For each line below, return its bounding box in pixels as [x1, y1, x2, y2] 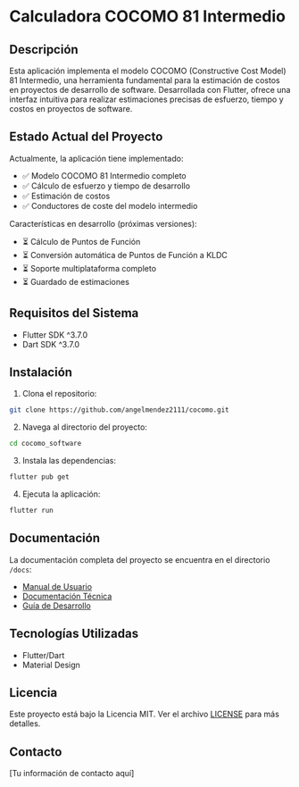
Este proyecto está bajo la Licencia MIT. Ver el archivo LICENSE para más [9, 708, 279, 720]
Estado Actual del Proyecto [9, 130, 163, 145]
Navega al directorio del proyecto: [21, 422, 147, 432]
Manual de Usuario [21, 581, 92, 591]
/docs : [9, 564, 32, 574]
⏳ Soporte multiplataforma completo [21, 263, 157, 273]
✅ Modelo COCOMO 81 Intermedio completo [21, 170, 187, 180]
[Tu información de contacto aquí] [9, 768, 135, 779]
